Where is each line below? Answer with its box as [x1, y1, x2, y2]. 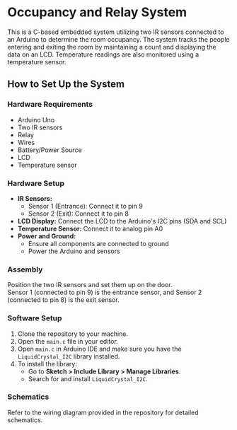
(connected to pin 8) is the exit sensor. [7, 296, 120, 304]
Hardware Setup [7, 178, 65, 188]
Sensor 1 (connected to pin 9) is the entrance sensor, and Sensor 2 [7, 288, 202, 297]
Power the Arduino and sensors [28, 247, 120, 255]
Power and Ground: [17, 231, 76, 240]
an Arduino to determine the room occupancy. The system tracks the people [7, 35, 230, 43]
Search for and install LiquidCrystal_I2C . [28, 374, 149, 383]
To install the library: [17, 359, 78, 368]
